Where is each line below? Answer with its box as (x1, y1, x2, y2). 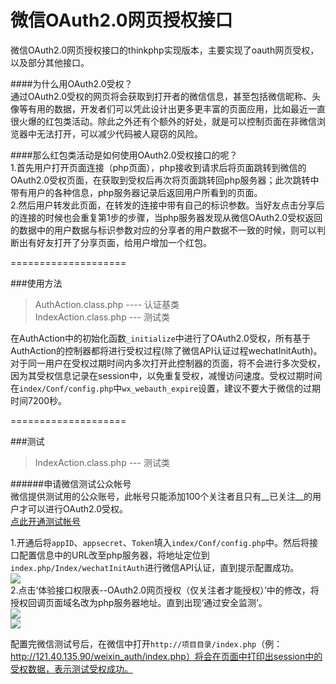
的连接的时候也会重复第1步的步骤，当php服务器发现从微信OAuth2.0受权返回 (10, 211, 323, 223)
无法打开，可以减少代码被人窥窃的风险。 (36, 127, 203, 140)
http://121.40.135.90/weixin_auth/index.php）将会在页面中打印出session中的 (10, 650, 323, 662)
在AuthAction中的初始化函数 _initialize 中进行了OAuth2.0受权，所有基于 (10, 332, 311, 344)
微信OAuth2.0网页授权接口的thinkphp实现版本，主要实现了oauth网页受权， (10, 44, 320, 56)
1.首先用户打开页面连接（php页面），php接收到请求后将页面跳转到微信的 (10, 161, 307, 173)
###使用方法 (10, 277, 63, 289)
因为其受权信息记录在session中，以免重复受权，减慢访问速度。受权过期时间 (10, 369, 323, 381)
